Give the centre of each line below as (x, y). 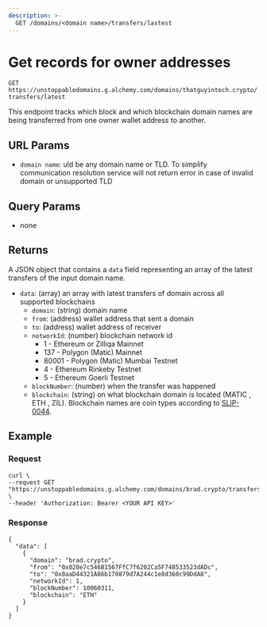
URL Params (39, 145)
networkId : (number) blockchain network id (102, 335)
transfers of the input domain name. (67, 278)
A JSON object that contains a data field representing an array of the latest (130, 269)
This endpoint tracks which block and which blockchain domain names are (130, 112)
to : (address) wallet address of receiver (97, 327)
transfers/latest (37, 97)
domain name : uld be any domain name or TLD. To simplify (114, 164)
